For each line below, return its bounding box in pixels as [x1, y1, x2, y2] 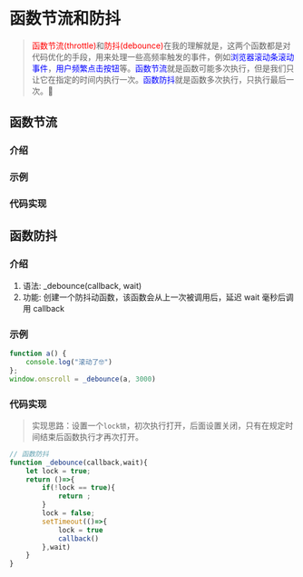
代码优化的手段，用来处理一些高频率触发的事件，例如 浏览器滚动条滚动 [31, 51, 295, 62]
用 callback [22, 303, 65, 313]
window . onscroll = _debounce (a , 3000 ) [9, 374, 156, 383]
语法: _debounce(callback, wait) [22, 280, 142, 291]
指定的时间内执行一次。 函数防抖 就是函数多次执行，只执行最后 [55, 74, 287, 85]
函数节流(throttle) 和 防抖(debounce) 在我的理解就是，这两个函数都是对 [31, 40, 291, 51]
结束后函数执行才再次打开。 [39, 431, 143, 442]
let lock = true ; [25, 466, 92, 475]
